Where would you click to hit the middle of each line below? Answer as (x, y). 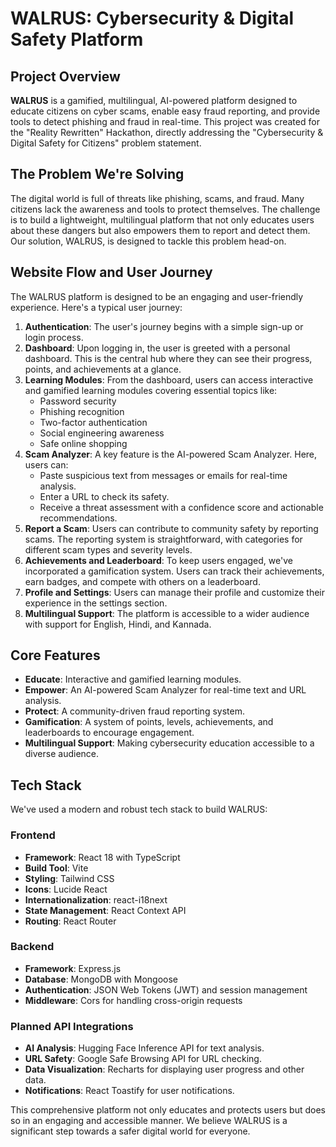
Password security (78, 401)
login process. (54, 337)
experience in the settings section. (96, 603)
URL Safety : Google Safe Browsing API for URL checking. (143, 1059)
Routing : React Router (70, 921)
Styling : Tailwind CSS (69, 878)
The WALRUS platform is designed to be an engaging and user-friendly (157, 296)
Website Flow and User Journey (111, 272)
